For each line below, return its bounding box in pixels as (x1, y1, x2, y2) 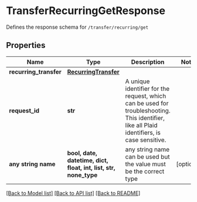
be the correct (125, 167, 165, 175)
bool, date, (67, 149, 98, 157)
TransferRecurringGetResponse (6, 4, 166, 18)
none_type (67, 171, 98, 179)
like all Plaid (125, 121, 158, 129)
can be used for (125, 99, 169, 107)
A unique (125, 77, 150, 85)
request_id (9, 107, 40, 115)
